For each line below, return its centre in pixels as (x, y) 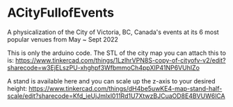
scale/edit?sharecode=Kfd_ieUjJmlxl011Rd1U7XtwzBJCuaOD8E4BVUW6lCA (116, 96)
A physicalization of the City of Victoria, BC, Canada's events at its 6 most (113, 32)
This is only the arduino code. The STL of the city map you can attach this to (116, 53)
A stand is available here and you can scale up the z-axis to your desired (111, 81)
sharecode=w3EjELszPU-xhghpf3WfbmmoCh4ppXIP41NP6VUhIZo (104, 67)
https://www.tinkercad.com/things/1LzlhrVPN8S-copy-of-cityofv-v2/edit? (120, 60)
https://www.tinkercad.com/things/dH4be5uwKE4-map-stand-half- (126, 88)
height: (17, 88)
